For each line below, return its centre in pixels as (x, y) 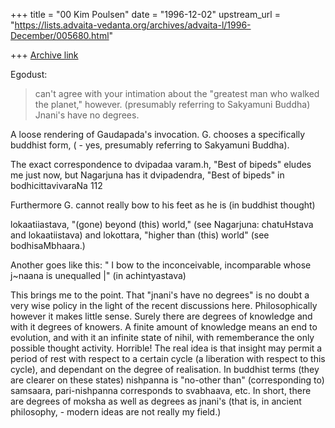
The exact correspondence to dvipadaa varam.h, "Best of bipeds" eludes (161, 164)
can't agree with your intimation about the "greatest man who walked (177, 93)
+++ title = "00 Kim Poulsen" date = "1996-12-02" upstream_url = (145, 14)
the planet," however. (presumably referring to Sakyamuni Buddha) (172, 104)
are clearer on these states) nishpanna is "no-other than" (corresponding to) (167, 380)
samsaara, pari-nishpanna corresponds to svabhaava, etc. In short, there (161, 390)
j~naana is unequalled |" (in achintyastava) (98, 275)
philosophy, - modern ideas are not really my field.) (116, 412)
